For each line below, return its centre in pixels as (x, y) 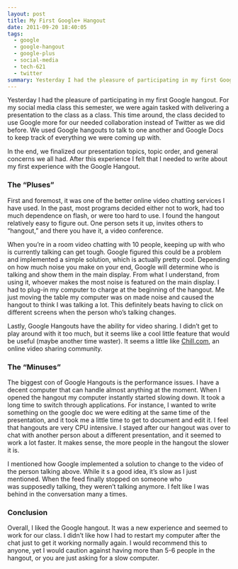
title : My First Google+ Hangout (57, 21)
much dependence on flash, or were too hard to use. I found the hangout (113, 215)
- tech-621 (30, 67)
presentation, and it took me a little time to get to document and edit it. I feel (118, 420)
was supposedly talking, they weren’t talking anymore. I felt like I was (108, 486)
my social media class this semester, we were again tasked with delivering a (118, 108)
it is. (13, 450)
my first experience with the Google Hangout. (74, 167)
